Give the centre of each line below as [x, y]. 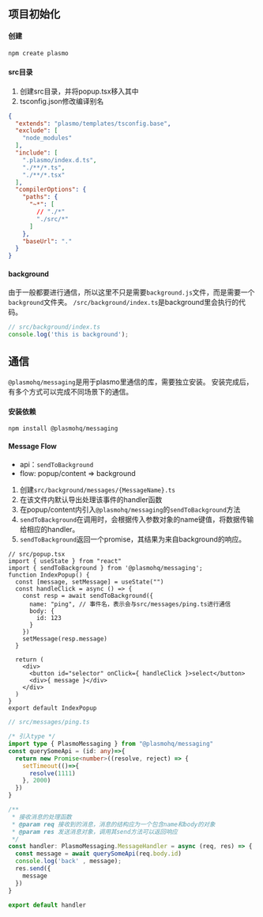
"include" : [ [37, 153]
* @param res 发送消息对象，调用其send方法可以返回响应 [94, 831]
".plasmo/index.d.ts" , [60, 160]
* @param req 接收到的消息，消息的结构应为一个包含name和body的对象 [113, 824]
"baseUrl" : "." [47, 241]
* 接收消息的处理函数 [42, 817]
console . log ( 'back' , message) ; [69, 862]
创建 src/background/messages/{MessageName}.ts [98, 490]
